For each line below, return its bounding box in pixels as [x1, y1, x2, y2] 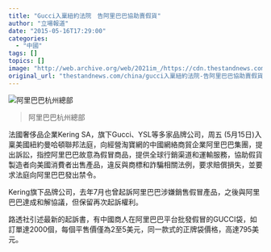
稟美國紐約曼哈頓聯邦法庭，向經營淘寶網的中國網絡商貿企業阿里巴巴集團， [8, 139, 256, 149]
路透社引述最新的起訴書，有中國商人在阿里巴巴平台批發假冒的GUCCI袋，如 [8, 214, 258, 224]
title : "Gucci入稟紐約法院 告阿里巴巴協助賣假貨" [8, 11, 161, 20]
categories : [8, 34, 48, 43]
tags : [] [8, 49, 38, 57]
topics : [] [8, 57, 45, 65]
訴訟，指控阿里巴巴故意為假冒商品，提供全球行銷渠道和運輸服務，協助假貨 [15, 149, 263, 159]
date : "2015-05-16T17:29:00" [8, 27, 106, 35]
